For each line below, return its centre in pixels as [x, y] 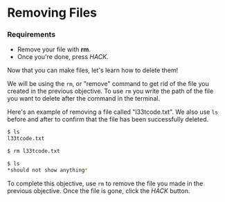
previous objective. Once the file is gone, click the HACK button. [99, 191]
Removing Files [52, 13]
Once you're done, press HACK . [63, 57]
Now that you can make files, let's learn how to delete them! [93, 70]
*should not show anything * [48, 170]
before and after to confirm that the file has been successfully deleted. [108, 119]
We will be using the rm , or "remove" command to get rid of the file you [108, 84]
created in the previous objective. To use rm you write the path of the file [110, 91]
